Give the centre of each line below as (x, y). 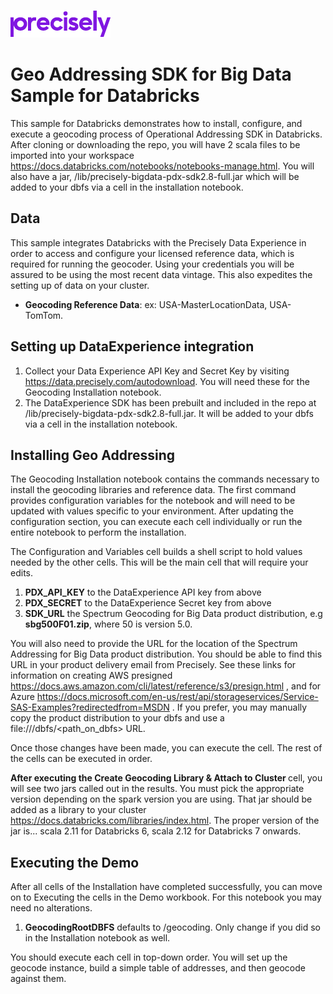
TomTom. (44, 315)
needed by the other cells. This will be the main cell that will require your (159, 562)
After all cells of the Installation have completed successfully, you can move (166, 887)
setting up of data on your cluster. (80, 285)
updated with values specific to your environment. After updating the (152, 511)
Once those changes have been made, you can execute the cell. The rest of (166, 748)
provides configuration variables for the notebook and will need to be (153, 501)
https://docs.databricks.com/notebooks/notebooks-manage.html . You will (162, 166)
